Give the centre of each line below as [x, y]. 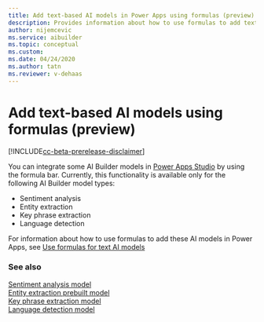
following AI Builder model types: [62, 183]
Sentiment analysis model [50, 284]
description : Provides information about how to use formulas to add [125, 23]
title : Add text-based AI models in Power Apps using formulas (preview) [132, 15]
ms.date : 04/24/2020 [42, 60]
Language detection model [52, 309]
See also [25, 267]
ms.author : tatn [35, 67]
